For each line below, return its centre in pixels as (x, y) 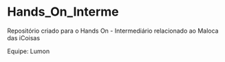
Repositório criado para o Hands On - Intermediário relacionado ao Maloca (113, 31)
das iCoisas (23, 37)
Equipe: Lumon (29, 51)
